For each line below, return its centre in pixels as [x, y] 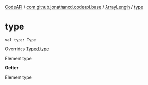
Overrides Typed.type [27, 49]
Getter [12, 67]
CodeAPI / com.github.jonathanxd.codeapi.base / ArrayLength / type [74, 7]
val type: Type [21, 40]
